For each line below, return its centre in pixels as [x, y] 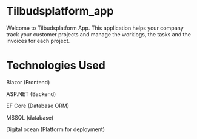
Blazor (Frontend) [28, 82]
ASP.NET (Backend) [31, 94]
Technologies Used [56, 66]
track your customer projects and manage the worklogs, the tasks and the [98, 34]
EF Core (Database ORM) [38, 106]
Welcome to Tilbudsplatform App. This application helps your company [95, 28]
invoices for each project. [38, 41]
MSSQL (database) [30, 117]
